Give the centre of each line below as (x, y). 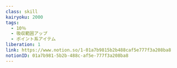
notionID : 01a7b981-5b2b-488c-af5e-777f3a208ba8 (67, 56)
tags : (12, 22)
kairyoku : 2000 (24, 17)
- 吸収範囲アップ (29, 34)
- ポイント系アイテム (33, 39)
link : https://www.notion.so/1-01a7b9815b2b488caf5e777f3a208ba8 (88, 50)
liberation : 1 (23, 45)
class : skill (22, 12)
